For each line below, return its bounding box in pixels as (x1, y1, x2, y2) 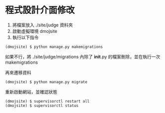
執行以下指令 (12, 34, 39, 40)
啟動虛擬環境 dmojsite (12, 28, 57, 34)
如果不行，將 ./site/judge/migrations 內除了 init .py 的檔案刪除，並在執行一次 (5, 53, 161, 60)
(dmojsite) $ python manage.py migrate (5, 79, 88, 85)
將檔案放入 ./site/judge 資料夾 (12, 22, 73, 28)
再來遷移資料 (5, 69, 31, 75)
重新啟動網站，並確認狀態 (5, 89, 57, 95)
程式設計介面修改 (5, 4, 75, 16)
